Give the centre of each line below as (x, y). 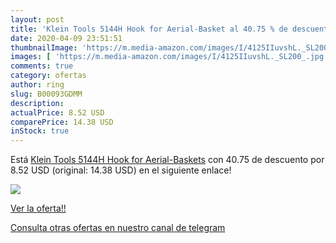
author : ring (37, 85)
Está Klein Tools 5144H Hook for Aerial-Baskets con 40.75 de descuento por (167, 160)
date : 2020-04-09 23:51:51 (66, 38)
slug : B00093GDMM (46, 94)
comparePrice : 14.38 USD (62, 122)
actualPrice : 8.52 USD (57, 112)
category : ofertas (48, 76)
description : (37, 103)
